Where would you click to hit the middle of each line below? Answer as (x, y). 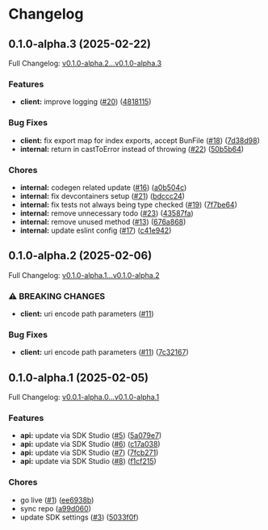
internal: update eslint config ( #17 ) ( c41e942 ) (96, 230)
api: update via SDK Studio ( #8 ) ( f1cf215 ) (88, 461)
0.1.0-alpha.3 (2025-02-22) (80, 44)
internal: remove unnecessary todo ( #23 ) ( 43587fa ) (107, 213)
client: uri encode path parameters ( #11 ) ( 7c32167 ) (104, 352)
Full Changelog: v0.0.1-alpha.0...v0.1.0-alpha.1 (84, 397)
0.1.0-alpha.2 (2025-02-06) (80, 256)
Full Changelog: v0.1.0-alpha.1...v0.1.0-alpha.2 (84, 275)
